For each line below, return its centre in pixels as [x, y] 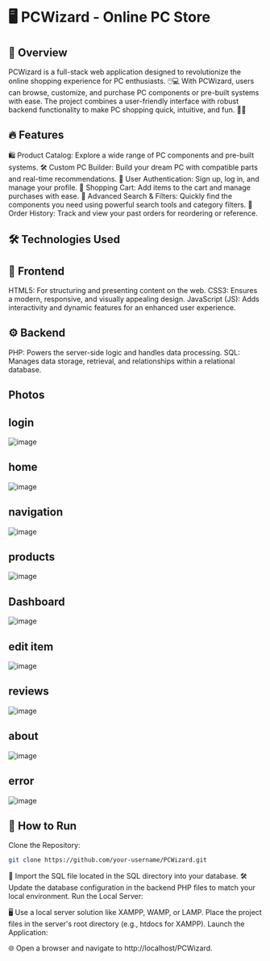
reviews [29, 692]
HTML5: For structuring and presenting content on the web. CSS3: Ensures [133, 291]
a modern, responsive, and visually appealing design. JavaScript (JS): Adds [134, 299]
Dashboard [37, 601]
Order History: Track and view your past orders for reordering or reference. [133, 213]
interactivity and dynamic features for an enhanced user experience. [122, 308]
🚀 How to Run [43, 826]
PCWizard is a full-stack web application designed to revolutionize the [125, 72]
